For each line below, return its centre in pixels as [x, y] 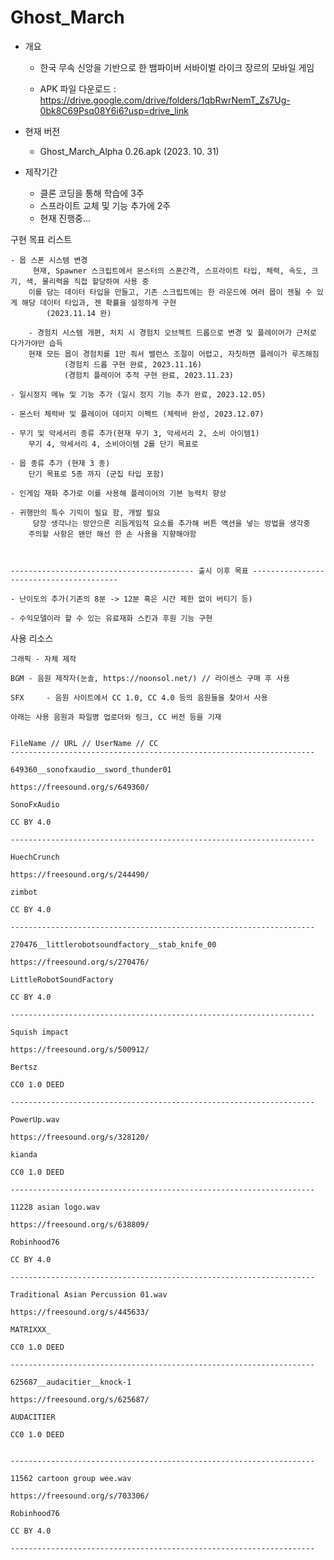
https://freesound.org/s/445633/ [80, 1312]
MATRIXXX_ [31, 1329]
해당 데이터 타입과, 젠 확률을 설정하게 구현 [99, 302]
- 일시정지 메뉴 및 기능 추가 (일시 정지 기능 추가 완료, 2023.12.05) [138, 394]
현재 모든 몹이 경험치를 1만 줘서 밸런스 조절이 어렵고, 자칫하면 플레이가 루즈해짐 [174, 354]
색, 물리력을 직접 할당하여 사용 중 [88, 281]
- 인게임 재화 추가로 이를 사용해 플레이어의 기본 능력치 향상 [118, 493]
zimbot [24, 892]
